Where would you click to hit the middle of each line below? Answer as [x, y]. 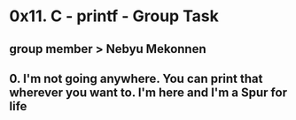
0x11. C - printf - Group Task [114, 16]
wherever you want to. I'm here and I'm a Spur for [148, 92]
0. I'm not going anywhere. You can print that [136, 78]
